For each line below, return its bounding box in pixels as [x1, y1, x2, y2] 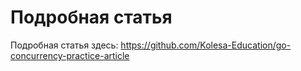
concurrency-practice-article [10, 49, 130, 61]
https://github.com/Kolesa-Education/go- [120, 39, 292, 51]
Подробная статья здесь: [10, 39, 119, 51]
